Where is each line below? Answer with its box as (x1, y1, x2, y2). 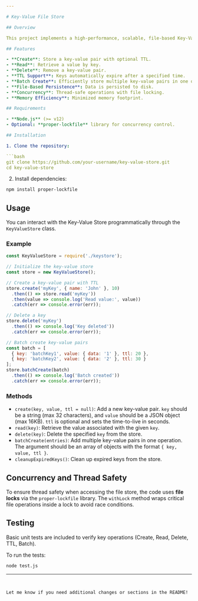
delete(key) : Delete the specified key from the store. (14, 430, 143, 437)
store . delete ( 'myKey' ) (6, 318, 62, 324)
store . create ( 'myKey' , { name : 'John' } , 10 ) (6, 285, 120, 291)
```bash (6, 153, 25, 159)
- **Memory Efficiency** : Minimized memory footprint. (6, 95, 144, 101)
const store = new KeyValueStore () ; (6, 269, 96, 275)
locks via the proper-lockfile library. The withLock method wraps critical (6, 494, 184, 502)
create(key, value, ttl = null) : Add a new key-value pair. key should (14, 406, 187, 413)
